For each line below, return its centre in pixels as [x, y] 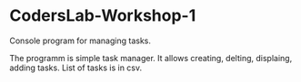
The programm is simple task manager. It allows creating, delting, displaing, [151, 58]
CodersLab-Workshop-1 [103, 16]
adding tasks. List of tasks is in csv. [76, 68]
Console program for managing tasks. [80, 41]
